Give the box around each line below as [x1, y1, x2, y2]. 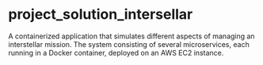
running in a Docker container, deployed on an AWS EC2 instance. [8, 48, 224, 57]
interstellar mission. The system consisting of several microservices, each [8, 39, 250, 49]
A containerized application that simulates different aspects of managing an [8, 31, 255, 41]
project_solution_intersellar [8, 5, 193, 23]
